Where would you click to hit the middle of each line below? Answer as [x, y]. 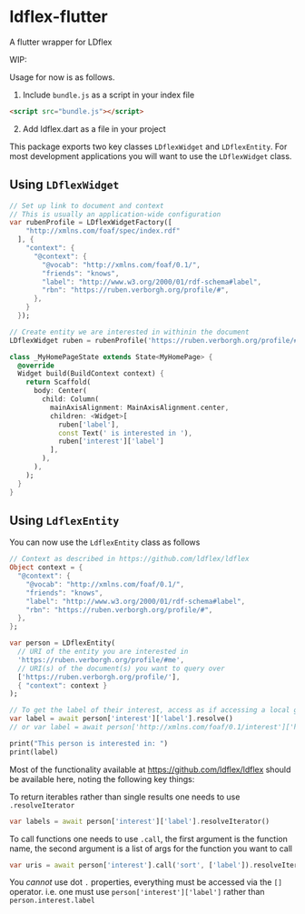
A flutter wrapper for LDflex [61, 42]
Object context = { [46, 567]
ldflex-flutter [59, 17]
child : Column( [71, 399]
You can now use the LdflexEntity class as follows [105, 542]
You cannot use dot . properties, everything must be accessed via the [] [146, 882]
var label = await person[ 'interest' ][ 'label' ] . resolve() [121, 719]
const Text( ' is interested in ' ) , [125, 433]
